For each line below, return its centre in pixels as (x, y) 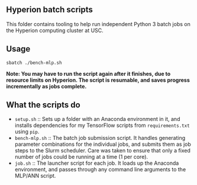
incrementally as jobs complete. (46, 86)
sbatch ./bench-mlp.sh (34, 63)
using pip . (27, 132)
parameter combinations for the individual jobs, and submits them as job (103, 144)
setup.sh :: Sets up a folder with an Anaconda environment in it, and (97, 119)
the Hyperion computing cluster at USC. (55, 30)
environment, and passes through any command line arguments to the (100, 170)
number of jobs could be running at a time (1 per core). (81, 157)
